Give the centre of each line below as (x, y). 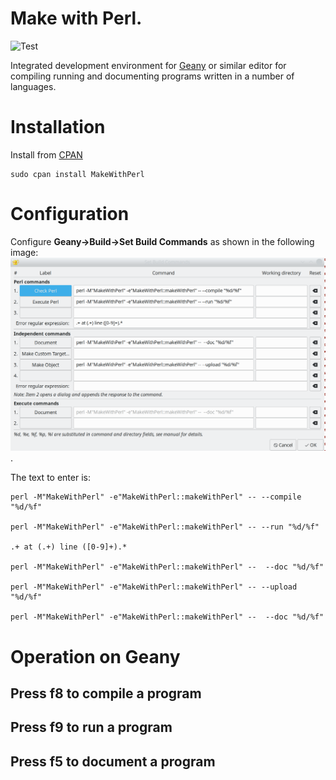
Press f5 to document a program (113, 761)
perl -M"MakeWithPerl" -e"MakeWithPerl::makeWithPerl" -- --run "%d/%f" (165, 527)
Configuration (70, 214)
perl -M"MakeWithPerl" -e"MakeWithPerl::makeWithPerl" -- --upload (154, 587)
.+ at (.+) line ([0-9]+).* (69, 547)
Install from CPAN (46, 154)
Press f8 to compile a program (106, 693)
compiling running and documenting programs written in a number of (152, 76)
